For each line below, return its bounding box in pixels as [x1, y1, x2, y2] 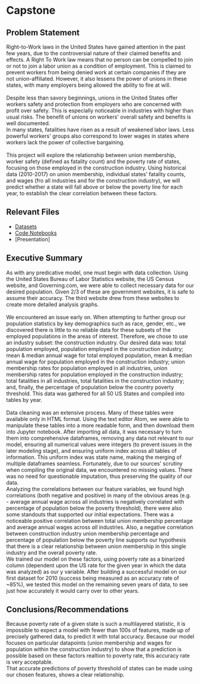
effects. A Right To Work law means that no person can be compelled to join [6, 56, 193, 63]
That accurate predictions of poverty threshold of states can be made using [6, 665, 193, 672]
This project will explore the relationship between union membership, [6, 152, 176, 159]
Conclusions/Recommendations [6, 604, 129, 615]
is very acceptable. [6, 658, 54, 665]
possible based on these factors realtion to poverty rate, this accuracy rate [6, 652, 190, 659]
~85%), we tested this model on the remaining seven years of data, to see [6, 580, 189, 588]
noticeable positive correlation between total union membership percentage [6, 517, 193, 524]
